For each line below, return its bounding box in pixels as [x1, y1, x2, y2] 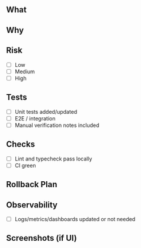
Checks [6, 139, 36, 150]
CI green [14, 162, 36, 169]
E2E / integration [14, 114, 56, 122]
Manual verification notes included [14, 122, 100, 129]
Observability [6, 200, 58, 210]
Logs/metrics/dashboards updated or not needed [14, 215, 136, 222]
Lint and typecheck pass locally [14, 155, 92, 162]
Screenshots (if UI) [6, 233, 77, 243]
